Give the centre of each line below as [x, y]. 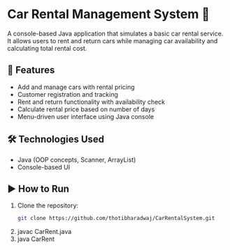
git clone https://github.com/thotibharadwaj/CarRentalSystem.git [116, 219]
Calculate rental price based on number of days [86, 109]
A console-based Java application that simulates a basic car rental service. [115, 33]
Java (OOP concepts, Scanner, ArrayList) [77, 159]
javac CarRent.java [44, 232]
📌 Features [31, 70]
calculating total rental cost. [47, 48]
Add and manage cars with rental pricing [76, 87]
